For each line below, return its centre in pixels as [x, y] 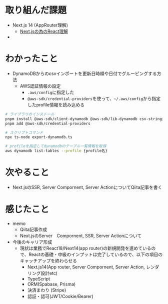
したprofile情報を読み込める [56, 104]
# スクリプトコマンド [24, 132]
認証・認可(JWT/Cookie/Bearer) [60, 296]
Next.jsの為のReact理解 [44, 31]
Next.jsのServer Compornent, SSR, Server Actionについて [80, 235]
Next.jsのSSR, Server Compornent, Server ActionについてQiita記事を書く [87, 187]
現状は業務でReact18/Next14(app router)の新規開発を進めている [85, 248]
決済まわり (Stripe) [47, 290]
